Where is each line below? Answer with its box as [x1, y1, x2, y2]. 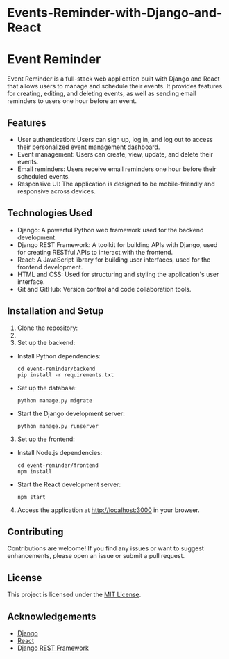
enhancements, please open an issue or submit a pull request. [7, 552, 185, 560]
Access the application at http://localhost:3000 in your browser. [17, 506, 200, 514]
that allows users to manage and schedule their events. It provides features [7, 82, 223, 90]
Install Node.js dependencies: [17, 448, 103, 456]
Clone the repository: [17, 324, 78, 332]
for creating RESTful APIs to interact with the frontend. [17, 248, 173, 256]
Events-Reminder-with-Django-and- [7, 5, 223, 21]
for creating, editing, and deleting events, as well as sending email [7, 89, 196, 98]
